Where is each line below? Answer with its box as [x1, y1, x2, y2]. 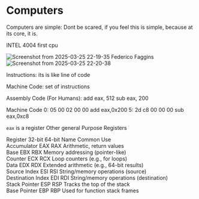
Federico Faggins [110, 53, 154, 60]
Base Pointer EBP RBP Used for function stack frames [6, 187, 139, 194]
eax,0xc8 [6, 112, 29, 120]
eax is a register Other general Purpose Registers [6, 124, 127, 131]
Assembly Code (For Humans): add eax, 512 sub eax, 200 [6, 94, 149, 102]
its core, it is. [6, 29, 38, 37]
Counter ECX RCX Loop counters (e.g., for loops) [6, 155, 128, 162]
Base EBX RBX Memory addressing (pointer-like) [6, 148, 126, 156]
